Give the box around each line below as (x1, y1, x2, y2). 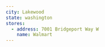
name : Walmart (16, 32, 52, 38)
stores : (5, 20, 26, 26)
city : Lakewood (5, 9, 45, 15)
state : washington (5, 15, 52, 21)
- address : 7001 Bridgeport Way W (11, 26, 99, 32)
